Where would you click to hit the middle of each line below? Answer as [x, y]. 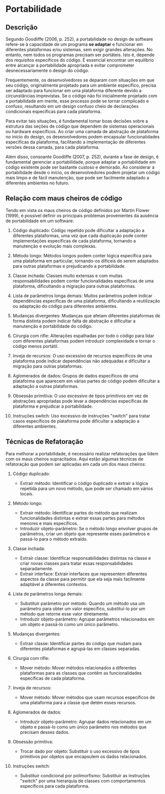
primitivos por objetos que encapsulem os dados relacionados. [84, 756]
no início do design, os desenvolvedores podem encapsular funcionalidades [83, 137]
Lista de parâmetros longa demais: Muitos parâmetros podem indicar [82, 295]
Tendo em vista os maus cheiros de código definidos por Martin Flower [78, 210]
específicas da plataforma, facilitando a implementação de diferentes [76, 142]
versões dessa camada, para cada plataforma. [53, 147]
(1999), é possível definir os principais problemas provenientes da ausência [82, 215]
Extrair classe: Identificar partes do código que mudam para [81, 643]
